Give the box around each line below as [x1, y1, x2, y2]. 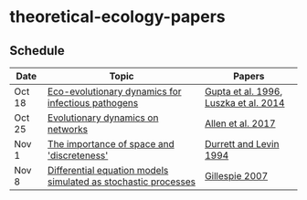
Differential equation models [47, 164, 169, 176]
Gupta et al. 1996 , [204, 85, 283, 98]
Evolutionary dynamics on [47, 111, 159, 124]
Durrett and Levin [204, 138, 280, 150]
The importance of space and [47, 138, 175, 150]
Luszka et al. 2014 [204, 97, 285, 109]
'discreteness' [47, 149, 109, 162]
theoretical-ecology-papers [9, 6, 226, 27]
